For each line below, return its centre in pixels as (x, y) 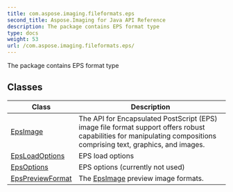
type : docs (23, 33)
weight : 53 (23, 40)
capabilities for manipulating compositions (148, 136)
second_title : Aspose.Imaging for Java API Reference (87, 20)
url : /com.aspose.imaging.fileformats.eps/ (71, 46)
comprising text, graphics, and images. (142, 144)
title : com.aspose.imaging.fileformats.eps (71, 14)
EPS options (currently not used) (132, 167)
